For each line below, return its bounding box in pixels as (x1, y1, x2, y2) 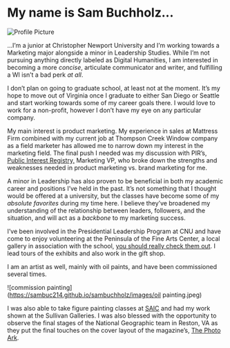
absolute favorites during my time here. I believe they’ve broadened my (7, 199, 211, 207)
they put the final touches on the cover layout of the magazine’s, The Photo (7, 326, 221, 334)
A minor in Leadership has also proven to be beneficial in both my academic (7, 176, 223, 185)
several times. (7, 270, 47, 278)
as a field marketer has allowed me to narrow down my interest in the (7, 141, 204, 149)
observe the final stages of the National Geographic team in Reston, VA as (7, 318, 218, 327)
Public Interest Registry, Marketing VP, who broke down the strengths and (7, 156, 218, 164)
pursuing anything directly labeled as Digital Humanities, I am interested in (7, 55, 218, 64)
